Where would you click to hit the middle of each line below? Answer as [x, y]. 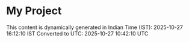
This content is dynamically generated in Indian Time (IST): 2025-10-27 [95, 27]
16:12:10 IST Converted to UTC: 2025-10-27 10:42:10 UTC [77, 33]
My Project [34, 11]
